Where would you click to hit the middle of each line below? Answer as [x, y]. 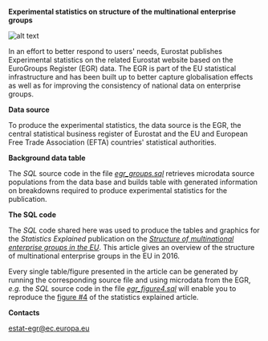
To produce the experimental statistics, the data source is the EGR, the [125, 125]
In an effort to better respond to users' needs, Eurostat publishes [116, 51]
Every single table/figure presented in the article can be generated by [123, 271]
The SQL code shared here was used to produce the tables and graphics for [134, 230]
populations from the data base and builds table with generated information [133, 182]
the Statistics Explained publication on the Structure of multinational [121, 239]
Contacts [24, 312]
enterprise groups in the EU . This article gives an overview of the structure [132, 247]
